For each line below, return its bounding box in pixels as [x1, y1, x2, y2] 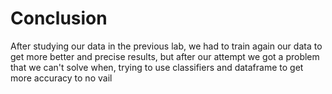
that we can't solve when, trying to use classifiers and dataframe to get [10, 61, 304, 73]
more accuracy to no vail [10, 72, 113, 84]
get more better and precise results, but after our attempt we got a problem [10, 50, 320, 62]
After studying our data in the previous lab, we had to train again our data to [10, 40, 323, 52]
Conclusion [10, 7, 108, 30]
